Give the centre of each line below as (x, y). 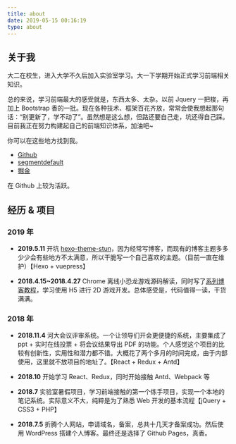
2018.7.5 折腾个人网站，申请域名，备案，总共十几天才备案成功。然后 (117, 424)
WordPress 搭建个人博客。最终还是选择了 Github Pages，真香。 (118, 433)
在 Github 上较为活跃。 (41, 186)
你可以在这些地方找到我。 (44, 141)
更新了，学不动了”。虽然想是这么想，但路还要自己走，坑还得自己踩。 (129, 117)
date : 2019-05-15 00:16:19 (47, 20)
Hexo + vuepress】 (61, 266)
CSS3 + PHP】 (39, 409)
